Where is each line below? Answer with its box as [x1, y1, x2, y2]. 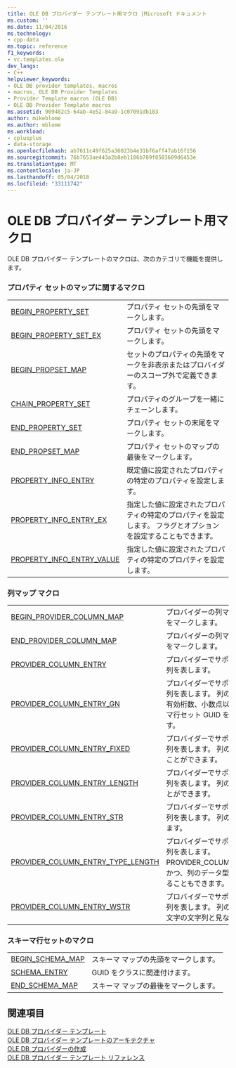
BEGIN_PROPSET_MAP [11, 365, 87, 375]
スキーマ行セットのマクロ [7, 935, 94, 945]
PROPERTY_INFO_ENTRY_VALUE [11, 554, 120, 564]
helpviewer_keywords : [7, 75, 71, 83]
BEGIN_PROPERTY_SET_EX [11, 330, 102, 340]
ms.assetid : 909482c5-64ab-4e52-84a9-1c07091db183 [7, 108, 159, 115]
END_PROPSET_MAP [11, 446, 80, 456]
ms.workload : [7, 128, 46, 135]
